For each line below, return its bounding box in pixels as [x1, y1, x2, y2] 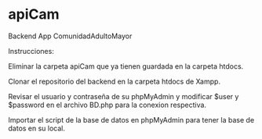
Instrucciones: [8, 46, 55, 55]
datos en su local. [8, 123, 65, 133]
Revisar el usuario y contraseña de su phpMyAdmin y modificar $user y [8, 91, 239, 101]
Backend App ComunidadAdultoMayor [8, 31, 133, 41]
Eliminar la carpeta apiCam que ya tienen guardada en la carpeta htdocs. [8, 61, 244, 71]
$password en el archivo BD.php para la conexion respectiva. [8, 100, 206, 109]
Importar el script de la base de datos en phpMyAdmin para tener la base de [8, 115, 255, 124]
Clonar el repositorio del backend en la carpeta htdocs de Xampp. [8, 77, 221, 86]
